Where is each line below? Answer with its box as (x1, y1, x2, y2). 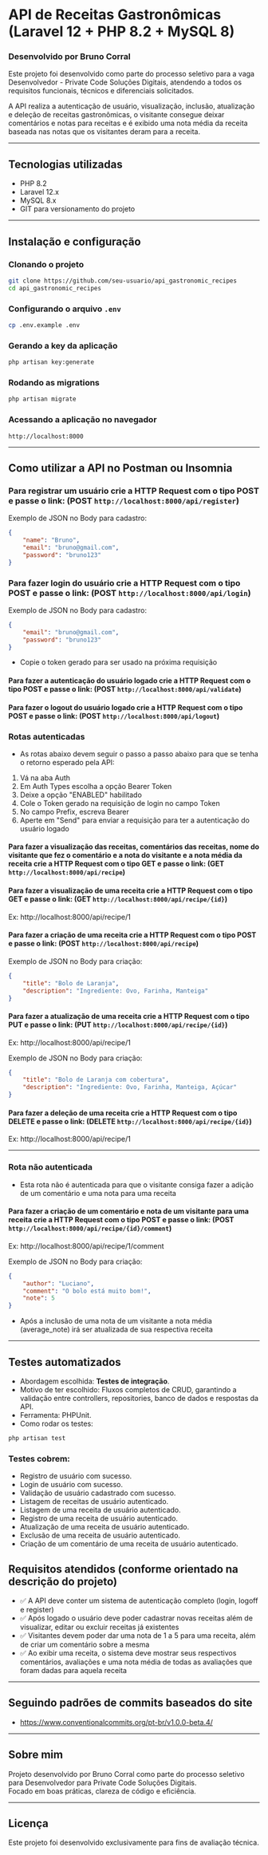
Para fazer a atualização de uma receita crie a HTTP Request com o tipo (8, 1011, 250, 1020)
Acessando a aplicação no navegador (8, 414, 157, 425)
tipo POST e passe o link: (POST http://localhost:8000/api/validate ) (8, 685, 242, 693)
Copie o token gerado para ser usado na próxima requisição (19, 657, 218, 667)
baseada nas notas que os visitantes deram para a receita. (8, 127, 201, 136)
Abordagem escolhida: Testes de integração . (19, 1376, 170, 1386)
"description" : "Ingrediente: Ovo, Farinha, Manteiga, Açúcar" (22, 1083, 238, 1091)
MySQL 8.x (19, 195, 57, 205)
